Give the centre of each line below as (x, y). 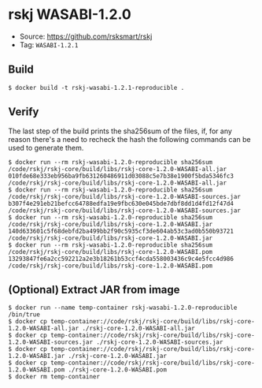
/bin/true (24, 315)
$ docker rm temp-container (54, 377)
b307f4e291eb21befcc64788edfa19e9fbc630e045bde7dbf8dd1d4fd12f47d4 (121, 203)
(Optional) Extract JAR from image (94, 289)
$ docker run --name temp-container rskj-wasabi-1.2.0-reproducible (123, 308)
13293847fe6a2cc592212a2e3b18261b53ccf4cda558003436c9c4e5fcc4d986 (121, 259)
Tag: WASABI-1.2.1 (49, 44)
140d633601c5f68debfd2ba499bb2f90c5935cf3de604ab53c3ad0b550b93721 (121, 231)
